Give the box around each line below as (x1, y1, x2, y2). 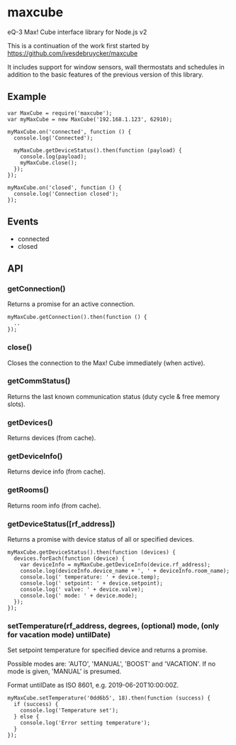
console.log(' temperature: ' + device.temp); (20, 573, 160, 581)
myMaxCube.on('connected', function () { (7, 128, 132, 135)
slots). (7, 400, 26, 408)
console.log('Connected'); (13, 134, 94, 142)
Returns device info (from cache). (7, 467, 106, 476)
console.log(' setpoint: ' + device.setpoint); (20, 580, 163, 587)
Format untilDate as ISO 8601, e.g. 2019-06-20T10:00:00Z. (7, 681, 179, 690)
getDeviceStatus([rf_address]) (7, 519, 116, 529)
